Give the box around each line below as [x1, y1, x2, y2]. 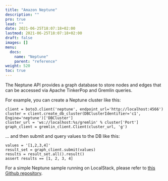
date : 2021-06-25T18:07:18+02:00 [5, 26, 76, 31]
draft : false [5, 36, 33, 41]
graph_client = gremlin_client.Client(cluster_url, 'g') [5, 124, 128, 129]
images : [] [5, 40, 28, 45]
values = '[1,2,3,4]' [5, 143, 51, 148]
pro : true [5, 17, 26, 22]
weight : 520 [5, 63, 30, 68]
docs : [10, 49, 22, 54]
